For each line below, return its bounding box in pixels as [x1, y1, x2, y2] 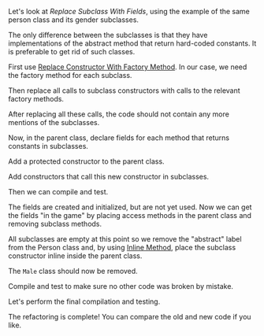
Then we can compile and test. [8, 187, 109, 196]
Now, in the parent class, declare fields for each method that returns [8, 133, 230, 142]
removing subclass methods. [8, 220, 102, 228]
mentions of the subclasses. [8, 118, 100, 127]
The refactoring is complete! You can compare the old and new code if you [8, 312, 251, 321]
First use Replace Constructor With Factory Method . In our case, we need [8, 62, 247, 72]
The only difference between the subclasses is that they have [8, 31, 208, 39]
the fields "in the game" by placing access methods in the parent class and [8, 211, 252, 220]
